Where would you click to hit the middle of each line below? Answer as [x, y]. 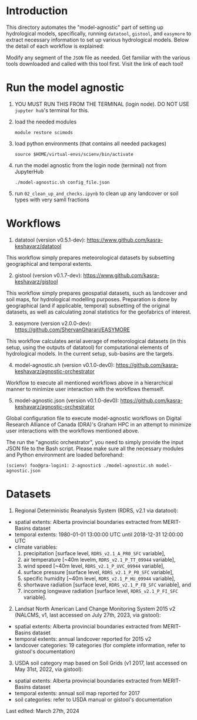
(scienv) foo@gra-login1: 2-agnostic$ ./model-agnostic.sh [80, 465]
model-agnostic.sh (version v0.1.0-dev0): [64, 365]
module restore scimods [44, 132]
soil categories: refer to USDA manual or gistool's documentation [93, 699]
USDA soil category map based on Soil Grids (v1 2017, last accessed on [101, 663]
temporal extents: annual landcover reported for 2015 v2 [83, 638]
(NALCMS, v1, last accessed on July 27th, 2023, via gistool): [88, 615]
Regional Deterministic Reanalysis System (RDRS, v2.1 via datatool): [96, 510]
